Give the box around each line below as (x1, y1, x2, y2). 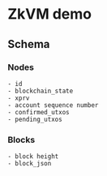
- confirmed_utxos (7, 108, 70, 116)
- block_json (7, 160, 52, 168)
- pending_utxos (7, 115, 62, 123)
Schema (7, 37, 50, 51)
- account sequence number (7, 101, 99, 109)
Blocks (7, 134, 36, 145)
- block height (7, 152, 59, 161)
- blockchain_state (7, 87, 74, 95)
